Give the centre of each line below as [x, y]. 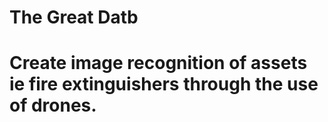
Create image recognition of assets [158, 63]
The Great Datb [74, 17]
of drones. [53, 105]
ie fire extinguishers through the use [164, 84]
